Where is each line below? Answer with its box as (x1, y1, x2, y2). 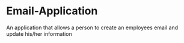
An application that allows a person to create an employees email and (6, 24, 179, 31)
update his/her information (6, 30, 72, 37)
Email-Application (6, 4, 98, 18)
